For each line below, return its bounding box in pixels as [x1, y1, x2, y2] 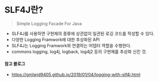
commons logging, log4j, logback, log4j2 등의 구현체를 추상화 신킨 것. [11, 49, 147, 55]
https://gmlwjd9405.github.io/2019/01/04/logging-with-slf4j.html [11, 72, 141, 78]
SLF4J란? [4, 4, 43, 15]
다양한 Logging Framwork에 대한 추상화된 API [11, 37, 100, 42]
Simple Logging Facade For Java [16, 20, 82, 27]
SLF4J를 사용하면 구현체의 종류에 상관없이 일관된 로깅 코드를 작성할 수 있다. [11, 30, 155, 36]
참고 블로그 [4, 61, 25, 67]
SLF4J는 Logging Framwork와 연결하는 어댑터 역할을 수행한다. [11, 42, 131, 48]
